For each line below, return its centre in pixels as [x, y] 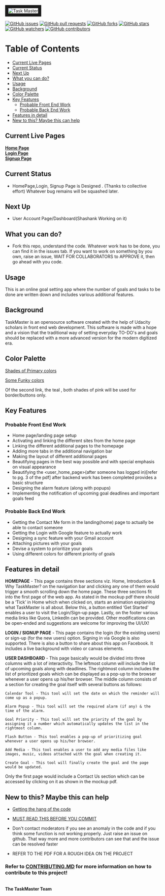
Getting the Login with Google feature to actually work [67, 533]
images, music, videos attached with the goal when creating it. [73, 754]
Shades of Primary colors [31, 370]
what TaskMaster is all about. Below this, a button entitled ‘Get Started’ [77, 607]
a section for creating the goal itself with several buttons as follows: [74, 685]
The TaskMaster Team [29, 889]
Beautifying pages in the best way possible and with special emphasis [83, 462]
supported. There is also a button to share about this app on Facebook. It [79, 644]
